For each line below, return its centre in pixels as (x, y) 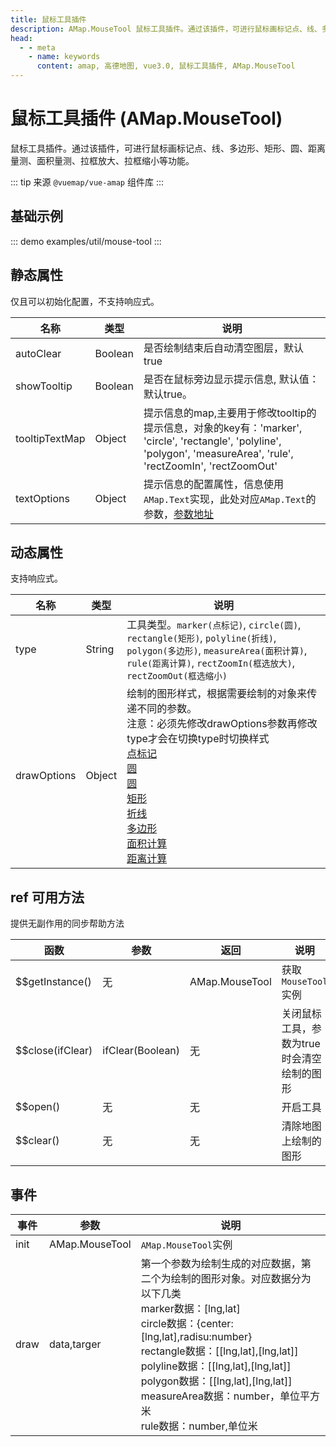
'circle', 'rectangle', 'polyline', (212, 441)
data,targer (75, 1344)
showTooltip (44, 386)
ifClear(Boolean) (141, 1051)
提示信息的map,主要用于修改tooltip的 (230, 413)
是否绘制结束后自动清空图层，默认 (224, 348)
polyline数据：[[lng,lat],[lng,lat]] (216, 1366)
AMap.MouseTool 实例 (186, 1244)
